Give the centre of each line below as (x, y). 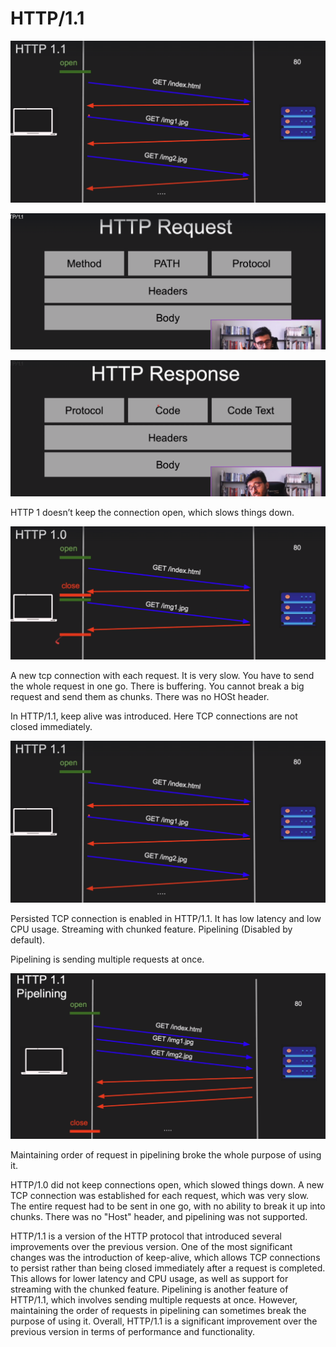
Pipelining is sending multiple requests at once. (107, 959)
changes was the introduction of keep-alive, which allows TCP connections (165, 1258)
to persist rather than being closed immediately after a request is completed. (168, 1268)
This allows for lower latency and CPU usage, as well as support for (149, 1279)
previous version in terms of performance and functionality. (133, 1332)
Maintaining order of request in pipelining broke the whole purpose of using (166, 1155)
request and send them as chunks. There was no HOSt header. (140, 696)
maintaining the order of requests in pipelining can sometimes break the (158, 1311)
